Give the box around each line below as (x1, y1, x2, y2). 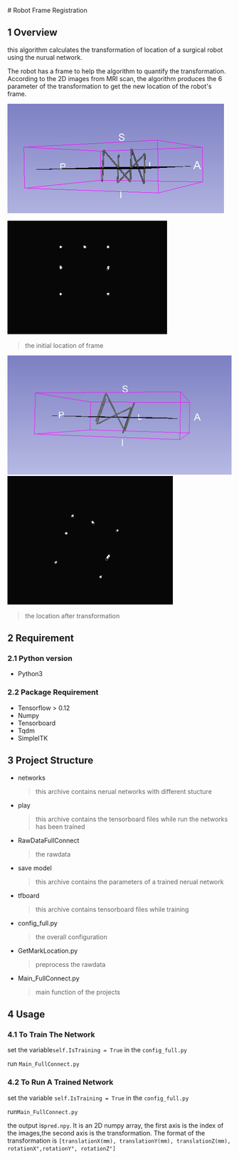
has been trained (35, 822, 85, 831)
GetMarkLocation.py (17, 946, 78, 955)
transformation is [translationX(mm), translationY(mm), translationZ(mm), (7, 1136, 231, 1145)
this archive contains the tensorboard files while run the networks (35, 815, 228, 823)
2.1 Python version (7, 654, 73, 664)
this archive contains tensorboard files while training (35, 905, 189, 914)
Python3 (17, 670, 43, 678)
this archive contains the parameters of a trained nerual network (35, 877, 224, 886)
